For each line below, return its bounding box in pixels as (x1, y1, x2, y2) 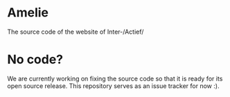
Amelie (7, 5, 48, 21)
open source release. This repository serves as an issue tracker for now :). (7, 81, 220, 90)
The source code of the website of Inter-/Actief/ (7, 28, 144, 36)
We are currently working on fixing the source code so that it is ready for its (7, 74, 223, 83)
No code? (7, 52, 64, 67)
